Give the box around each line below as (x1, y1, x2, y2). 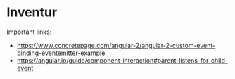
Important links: (6, 28, 52, 36)
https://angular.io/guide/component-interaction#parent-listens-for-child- (16, 56, 228, 64)
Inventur (6, 4, 58, 20)
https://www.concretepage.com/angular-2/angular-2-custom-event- (16, 41, 216, 49)
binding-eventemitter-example (16, 49, 106, 57)
